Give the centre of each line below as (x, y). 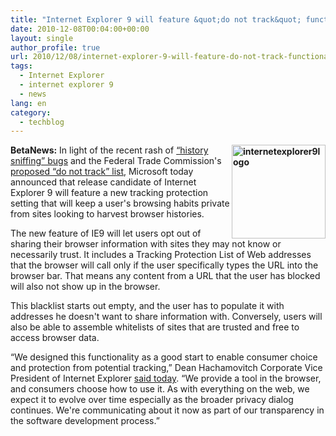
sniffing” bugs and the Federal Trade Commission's (116, 161)
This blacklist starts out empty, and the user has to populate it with (147, 306)
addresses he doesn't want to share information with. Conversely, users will (166, 317)
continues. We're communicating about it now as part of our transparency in (167, 410)
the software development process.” (85, 421)
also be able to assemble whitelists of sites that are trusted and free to (155, 327)
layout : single (42, 38)
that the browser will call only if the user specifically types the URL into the (164, 265)
